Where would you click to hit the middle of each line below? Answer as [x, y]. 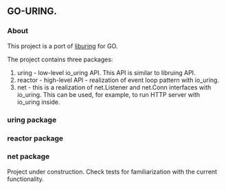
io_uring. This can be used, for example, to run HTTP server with [109, 94]
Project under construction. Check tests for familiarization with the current [112, 171]
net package [29, 156]
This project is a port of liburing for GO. [63, 46]
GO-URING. [32, 11]
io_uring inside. [38, 102]
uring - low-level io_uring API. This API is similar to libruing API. [106, 72]
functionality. [26, 179]
